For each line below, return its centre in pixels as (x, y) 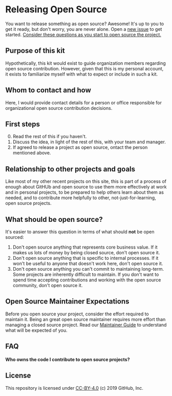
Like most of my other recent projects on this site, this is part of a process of (86, 181)
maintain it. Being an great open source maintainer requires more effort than (85, 319)
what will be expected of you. (36, 330)
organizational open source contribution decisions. (59, 108)
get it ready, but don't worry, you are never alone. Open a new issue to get (84, 29)
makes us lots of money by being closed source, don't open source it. (86, 252)
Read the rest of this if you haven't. (50, 137)
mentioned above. (32, 153)
